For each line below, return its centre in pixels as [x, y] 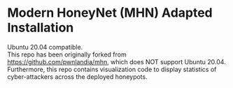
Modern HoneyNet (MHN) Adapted [110, 13]
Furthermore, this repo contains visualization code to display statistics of [112, 69]
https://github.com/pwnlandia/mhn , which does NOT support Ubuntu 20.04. [116, 61]
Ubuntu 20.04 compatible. [45, 47]
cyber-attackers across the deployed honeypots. [78, 76]
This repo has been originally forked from [67, 54]
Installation [41, 28]
